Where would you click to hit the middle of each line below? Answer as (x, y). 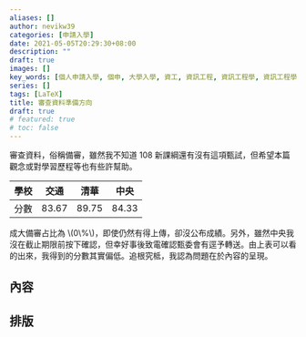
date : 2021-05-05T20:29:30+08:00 (73, 43)
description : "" (40, 52)
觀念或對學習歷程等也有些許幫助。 (73, 166)
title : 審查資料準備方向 (51, 102)
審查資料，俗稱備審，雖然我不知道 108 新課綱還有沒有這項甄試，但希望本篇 (150, 155)
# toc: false (34, 128)
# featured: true (42, 119)
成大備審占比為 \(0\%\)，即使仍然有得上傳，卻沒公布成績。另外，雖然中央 (148, 233)
